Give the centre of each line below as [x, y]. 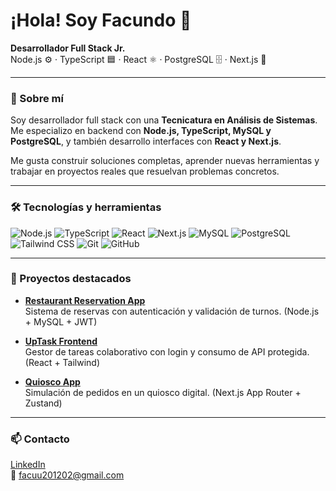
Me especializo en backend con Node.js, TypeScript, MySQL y [141, 131]
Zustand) [43, 403]
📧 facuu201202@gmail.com [67, 475]
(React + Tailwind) [62, 362]
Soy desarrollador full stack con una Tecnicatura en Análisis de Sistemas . [164, 120]
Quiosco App [52, 381]
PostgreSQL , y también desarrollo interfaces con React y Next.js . [146, 141]
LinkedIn [28, 465]
